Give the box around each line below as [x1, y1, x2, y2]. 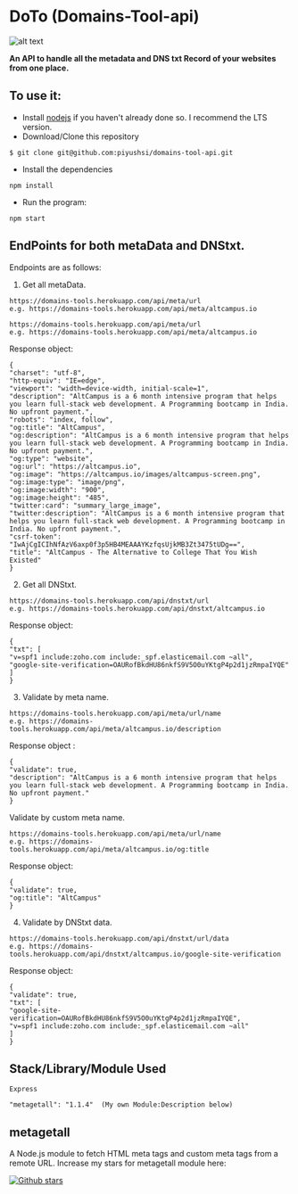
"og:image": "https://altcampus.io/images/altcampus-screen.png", [9, 470, 261, 479]
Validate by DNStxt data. [21, 917, 113, 927]
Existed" [9, 556, 42, 564]
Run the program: [21, 196, 87, 207]
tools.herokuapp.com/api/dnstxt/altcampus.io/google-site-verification [9, 950, 281, 959]
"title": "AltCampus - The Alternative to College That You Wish [9, 548, 257, 556]
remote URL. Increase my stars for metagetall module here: [9, 1157, 227, 1169]
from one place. [9, 62, 70, 73]
